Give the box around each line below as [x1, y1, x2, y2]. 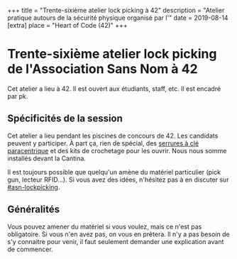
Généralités [7, 204, 60, 216]
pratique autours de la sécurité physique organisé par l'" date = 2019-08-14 [7, 13, 228, 22]
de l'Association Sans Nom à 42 [7, 61, 198, 77]
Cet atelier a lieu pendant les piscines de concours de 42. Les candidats [7, 131, 219, 140]
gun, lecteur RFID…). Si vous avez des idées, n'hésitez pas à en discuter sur [7, 175, 229, 184]
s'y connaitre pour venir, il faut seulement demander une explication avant [7, 237, 224, 246]
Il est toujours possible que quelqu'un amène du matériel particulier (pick [7, 167, 221, 176]
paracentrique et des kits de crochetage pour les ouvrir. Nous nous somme [7, 146, 227, 155]
